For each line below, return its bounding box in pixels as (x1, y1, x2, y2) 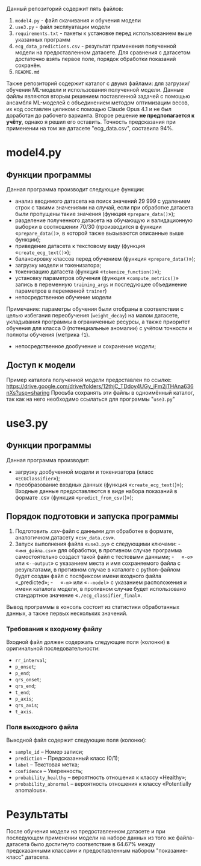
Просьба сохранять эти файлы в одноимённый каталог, (51, 389, 194, 396)
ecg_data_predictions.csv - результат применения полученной (14, 42, 176, 49)
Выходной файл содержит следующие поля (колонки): (6, 736, 147, 744)
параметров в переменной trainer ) (14, 287, 107, 295)
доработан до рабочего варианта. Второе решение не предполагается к (6, 112, 195, 119)
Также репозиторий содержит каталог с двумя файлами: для (6, 80, 164, 87)
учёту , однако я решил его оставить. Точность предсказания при (6, 118, 176, 126)
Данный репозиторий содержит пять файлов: (6, 5, 123, 12)
